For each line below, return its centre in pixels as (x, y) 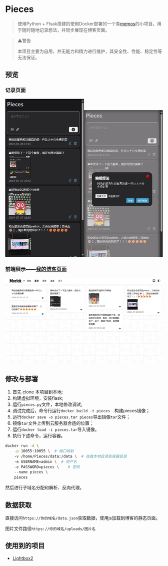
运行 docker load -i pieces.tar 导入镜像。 (56, 429)
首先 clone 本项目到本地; (38, 392)
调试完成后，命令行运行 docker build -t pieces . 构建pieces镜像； (81, 411)
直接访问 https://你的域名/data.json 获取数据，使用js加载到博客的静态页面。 (83, 518)
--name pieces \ (31, 472)
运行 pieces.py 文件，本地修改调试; (47, 404)
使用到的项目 (25, 546)
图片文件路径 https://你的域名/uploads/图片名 (50, 528)
